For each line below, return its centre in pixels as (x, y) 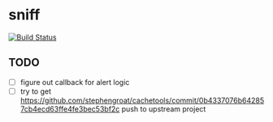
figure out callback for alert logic (75, 82)
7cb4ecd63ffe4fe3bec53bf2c (70, 109)
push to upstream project (164, 109)
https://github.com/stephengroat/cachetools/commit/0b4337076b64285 (142, 100)
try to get (35, 91)
